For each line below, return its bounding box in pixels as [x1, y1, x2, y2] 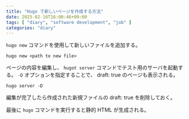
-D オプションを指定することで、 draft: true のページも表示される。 [17, 71, 179, 79]
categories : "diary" [6, 24, 57, 31]
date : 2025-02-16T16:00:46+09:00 [6, 14, 87, 20]
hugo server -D [6, 83, 43, 89]
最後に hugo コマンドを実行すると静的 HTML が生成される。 [6, 106, 150, 114]
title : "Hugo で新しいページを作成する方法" [6, 8, 104, 15]
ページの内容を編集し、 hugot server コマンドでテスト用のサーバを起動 [6, 64, 178, 71]
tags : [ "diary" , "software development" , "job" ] [6, 19, 132, 25]
